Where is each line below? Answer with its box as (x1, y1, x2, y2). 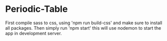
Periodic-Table (5, 3, 68, 15)
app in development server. (5, 30, 62, 36)
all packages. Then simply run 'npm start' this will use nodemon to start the (5, 25, 161, 31)
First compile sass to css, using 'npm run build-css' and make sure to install (5, 20, 162, 26)
